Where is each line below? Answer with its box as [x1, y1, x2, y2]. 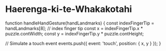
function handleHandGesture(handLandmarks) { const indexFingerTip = [5, 20, 155, 26]
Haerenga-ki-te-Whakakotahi [5, 3, 132, 15]
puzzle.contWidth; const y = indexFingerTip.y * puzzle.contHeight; [5, 30, 144, 36]
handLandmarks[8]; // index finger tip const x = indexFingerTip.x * [5, 25, 143, 31]
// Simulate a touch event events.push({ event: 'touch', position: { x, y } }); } [5, 40, 161, 46]
